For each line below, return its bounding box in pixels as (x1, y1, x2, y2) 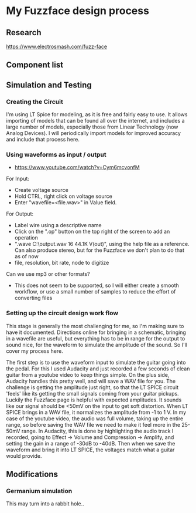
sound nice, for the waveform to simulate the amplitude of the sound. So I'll (6, 341, 187, 348)
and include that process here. (6, 136, 80, 143)
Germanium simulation (6, 487, 73, 495)
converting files (14, 295, 53, 302)
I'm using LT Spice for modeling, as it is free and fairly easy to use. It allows (6, 111, 188, 118)
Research (6, 28, 42, 38)
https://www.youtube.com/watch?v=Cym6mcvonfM (14, 164, 140, 171)
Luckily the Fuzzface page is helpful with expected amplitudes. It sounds (6, 396, 182, 403)
